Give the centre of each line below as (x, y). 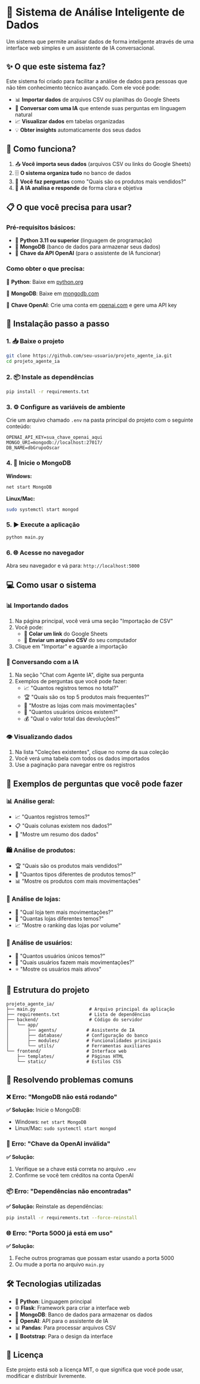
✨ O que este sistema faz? (56, 67)
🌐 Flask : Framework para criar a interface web (72, 1307)
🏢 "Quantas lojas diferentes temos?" (59, 918)
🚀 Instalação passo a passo (58, 324)
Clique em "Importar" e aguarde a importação (71, 646)
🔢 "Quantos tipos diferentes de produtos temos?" (75, 874)
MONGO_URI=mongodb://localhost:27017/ (54, 443)
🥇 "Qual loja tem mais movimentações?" (64, 912)
